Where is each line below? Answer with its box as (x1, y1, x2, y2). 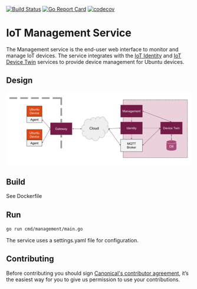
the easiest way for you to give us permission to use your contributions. (6, 275, 180, 283)
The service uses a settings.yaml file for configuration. (6, 237, 139, 244)
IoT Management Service (6, 27, 132, 40)
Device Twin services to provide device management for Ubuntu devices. (6, 58, 185, 65)
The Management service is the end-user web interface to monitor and (6, 46, 179, 53)
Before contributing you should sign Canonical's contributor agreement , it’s (6, 269, 189, 277)
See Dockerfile (6, 193, 42, 200)
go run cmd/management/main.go (6, 226, 83, 232)
